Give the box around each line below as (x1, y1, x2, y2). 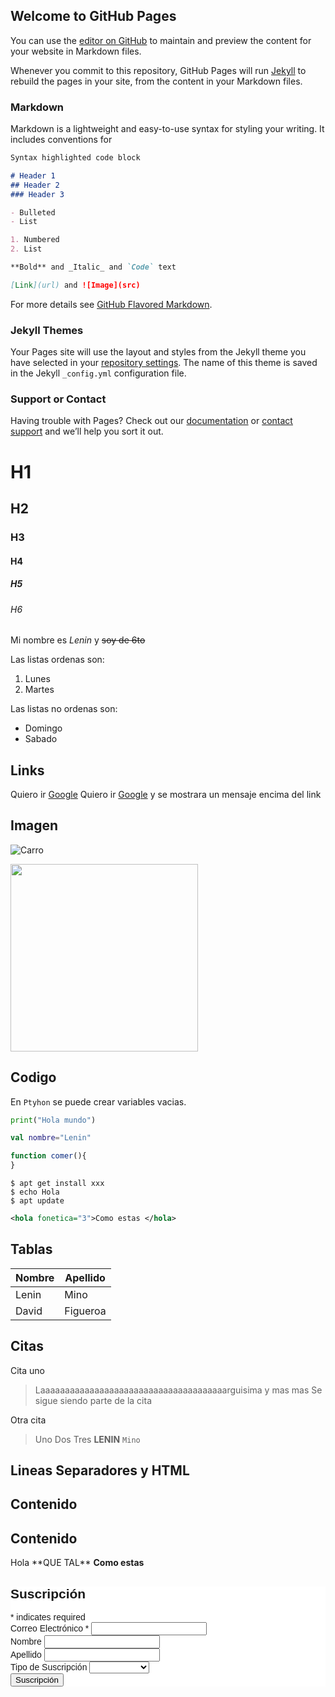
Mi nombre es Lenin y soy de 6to (10, 634, 146, 646)
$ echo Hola (10, 1187, 60, 1198)
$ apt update (10, 1196, 65, 1206)
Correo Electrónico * (10, 1622, 90, 1634)
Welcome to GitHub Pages (10, 8, 177, 25)
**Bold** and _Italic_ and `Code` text (10, 262, 177, 273)
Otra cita (10, 1414, 47, 1426)
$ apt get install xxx (10, 1179, 105, 1189)
